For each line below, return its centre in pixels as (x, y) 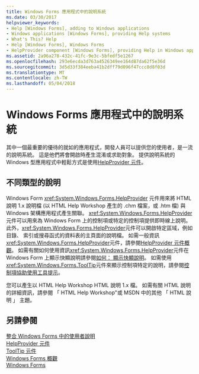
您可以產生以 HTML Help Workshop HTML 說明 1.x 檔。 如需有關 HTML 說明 (99, 285)
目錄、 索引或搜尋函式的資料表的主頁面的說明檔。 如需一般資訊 (83, 235)
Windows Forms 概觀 (32, 358)
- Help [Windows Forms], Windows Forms (55, 45)
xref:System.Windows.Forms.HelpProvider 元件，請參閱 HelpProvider (89, 243)
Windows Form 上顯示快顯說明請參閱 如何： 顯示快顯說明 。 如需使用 (89, 257)
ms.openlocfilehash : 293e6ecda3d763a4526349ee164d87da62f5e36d (86, 61)
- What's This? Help (32, 39)
